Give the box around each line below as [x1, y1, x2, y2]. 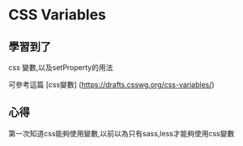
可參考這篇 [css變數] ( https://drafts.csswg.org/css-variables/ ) [8, 80, 215, 90]
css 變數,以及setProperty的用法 [8, 63, 113, 72]
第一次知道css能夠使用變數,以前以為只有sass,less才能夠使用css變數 [8, 128, 235, 138]
